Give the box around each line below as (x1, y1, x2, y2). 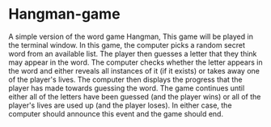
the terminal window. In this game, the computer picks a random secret (8, 40, 245, 49)
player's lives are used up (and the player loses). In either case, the (8, 100, 232, 110)
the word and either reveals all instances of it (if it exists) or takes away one (8, 66, 260, 75)
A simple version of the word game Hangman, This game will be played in (8, 32, 253, 41)
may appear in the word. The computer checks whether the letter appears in (8, 57, 263, 67)
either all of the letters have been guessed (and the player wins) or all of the (8, 91, 261, 101)
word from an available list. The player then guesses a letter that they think (8, 49, 257, 58)
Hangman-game (8, 5, 121, 23)
